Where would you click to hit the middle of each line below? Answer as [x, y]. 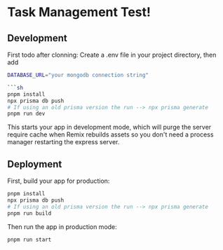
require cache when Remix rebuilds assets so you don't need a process [110, 134]
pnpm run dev [26, 114]
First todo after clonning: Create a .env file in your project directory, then [112, 55]
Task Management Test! [79, 12]
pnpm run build [29, 213]
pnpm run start [29, 239]
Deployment [35, 164]
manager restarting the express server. [63, 142]
